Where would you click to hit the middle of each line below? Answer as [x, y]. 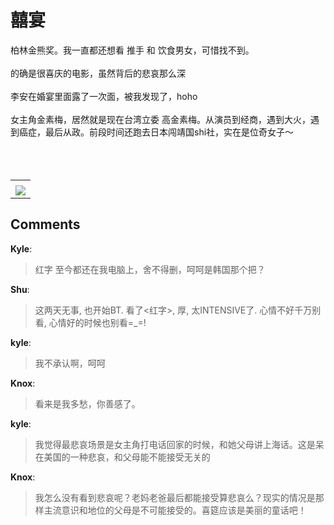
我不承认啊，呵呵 [70, 363]
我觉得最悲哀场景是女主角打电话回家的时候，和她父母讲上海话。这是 [175, 444]
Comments [45, 224]
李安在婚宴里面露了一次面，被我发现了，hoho [104, 96]
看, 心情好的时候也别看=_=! [90, 322]
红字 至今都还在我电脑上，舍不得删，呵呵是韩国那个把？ [150, 269]
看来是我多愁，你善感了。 [87, 403]
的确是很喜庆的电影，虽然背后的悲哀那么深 [98, 73]
